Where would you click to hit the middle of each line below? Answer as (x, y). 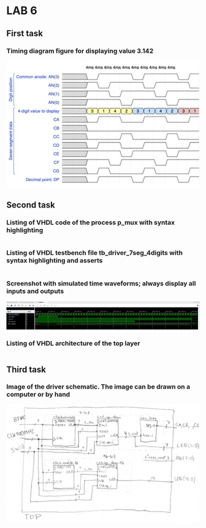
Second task (31, 205)
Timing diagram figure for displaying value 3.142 (80, 51)
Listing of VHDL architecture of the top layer (73, 343)
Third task (26, 369)
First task (25, 33)
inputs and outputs (35, 291)
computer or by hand (38, 395)
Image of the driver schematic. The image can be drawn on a (98, 387)
